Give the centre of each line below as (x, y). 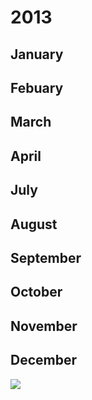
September (46, 257)
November (44, 326)
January (37, 54)
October (36, 292)
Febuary (37, 87)
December (44, 360)
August (34, 224)
